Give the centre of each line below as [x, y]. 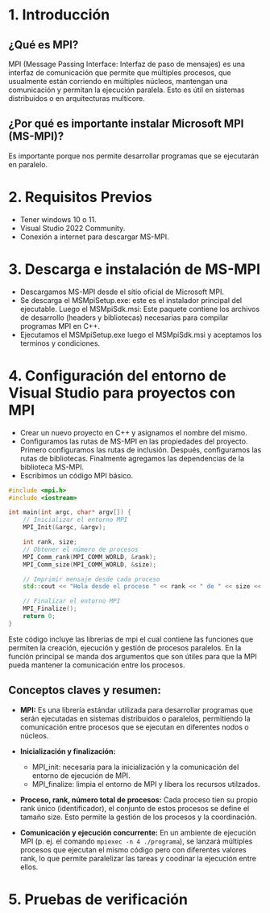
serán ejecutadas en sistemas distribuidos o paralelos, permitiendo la [135, 718]
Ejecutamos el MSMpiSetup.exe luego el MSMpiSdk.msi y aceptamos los [141, 334]
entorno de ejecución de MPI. [81, 775]
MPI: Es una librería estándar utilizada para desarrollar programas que [137, 709]
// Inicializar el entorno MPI [75, 520]
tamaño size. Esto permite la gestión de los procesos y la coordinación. [138, 817]
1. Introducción [59, 15]
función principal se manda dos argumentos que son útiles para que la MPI [133, 656]
